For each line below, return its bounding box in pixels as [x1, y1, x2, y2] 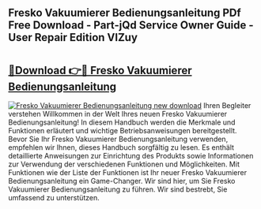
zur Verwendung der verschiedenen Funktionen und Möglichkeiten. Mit [8, 159, 240, 169]
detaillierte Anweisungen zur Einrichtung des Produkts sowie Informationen [8, 151, 254, 160]
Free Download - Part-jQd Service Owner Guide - [8, 19, 254, 32]
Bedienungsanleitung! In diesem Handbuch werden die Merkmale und [8, 118, 236, 127]
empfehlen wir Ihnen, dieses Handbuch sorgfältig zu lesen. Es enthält [8, 143, 235, 152]
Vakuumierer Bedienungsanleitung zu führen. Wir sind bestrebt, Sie [8, 185, 228, 194]
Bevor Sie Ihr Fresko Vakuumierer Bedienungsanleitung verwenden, [8, 134, 229, 144]
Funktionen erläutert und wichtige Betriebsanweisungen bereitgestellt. [8, 126, 237, 135]
